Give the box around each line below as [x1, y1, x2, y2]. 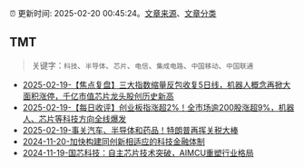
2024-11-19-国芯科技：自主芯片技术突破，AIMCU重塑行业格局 [22, 147, 254, 158]
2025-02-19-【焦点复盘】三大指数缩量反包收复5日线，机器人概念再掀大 [22, 79, 291, 90]
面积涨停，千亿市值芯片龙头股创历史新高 [22, 90, 174, 102]
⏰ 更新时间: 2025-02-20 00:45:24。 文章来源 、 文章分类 [9, 8, 217, 18]
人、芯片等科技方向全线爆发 [22, 113, 127, 124]
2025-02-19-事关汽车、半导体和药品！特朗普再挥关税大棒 [22, 124, 239, 135]
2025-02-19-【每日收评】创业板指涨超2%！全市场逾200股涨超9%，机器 [22, 102, 295, 113]
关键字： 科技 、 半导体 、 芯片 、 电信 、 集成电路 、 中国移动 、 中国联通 [31, 60, 254, 71]
